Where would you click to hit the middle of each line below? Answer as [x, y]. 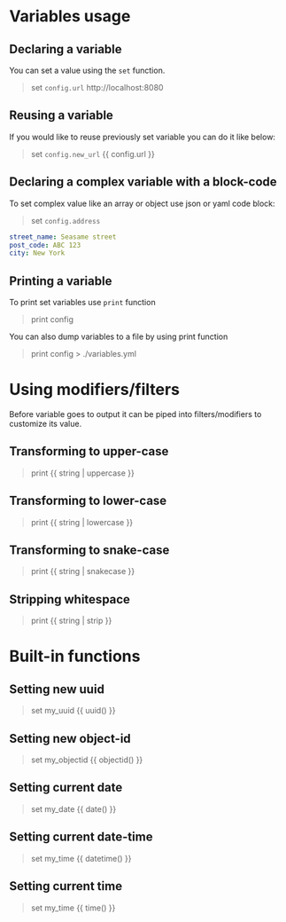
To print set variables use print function [83, 303]
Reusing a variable [61, 116]
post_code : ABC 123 [45, 245]
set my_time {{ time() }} [73, 908]
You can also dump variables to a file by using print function [119, 337]
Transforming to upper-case [89, 451]
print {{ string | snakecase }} [83, 571]
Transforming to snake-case [89, 551]
